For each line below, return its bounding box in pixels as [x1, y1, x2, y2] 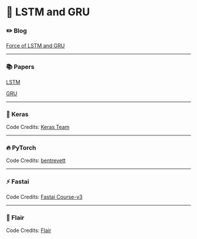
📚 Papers [6, 63, 35, 71]
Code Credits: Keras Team [6, 124, 70, 131]
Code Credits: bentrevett [6, 157, 66, 164]
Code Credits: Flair [6, 227, 52, 234]
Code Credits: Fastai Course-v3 [6, 193, 83, 200]
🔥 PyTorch [6, 144, 36, 152]
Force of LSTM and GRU [6, 42, 65, 49]
